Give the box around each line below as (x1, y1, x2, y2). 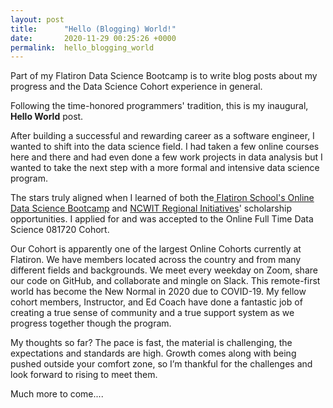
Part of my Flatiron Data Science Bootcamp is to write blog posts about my (10, 70, 318, 82)
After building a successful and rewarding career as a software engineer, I (10, 130, 315, 142)
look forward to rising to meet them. (10, 369, 158, 381)
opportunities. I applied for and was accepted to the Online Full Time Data (10, 213, 314, 225)
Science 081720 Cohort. (10, 224, 110, 236)
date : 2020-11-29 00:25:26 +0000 (10, 33, 177, 43)
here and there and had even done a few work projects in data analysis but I (10, 151, 323, 163)
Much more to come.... (10, 388, 104, 400)
